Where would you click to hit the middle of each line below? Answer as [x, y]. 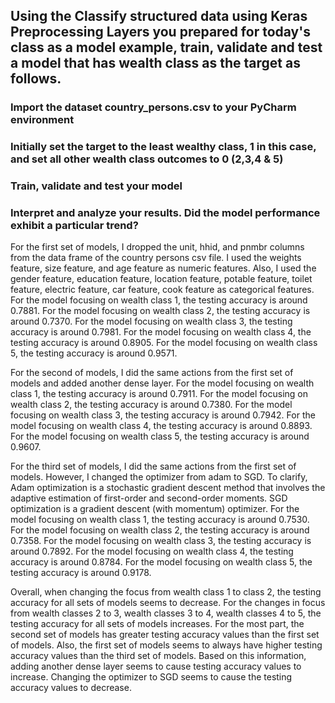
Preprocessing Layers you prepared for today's [160, 32]
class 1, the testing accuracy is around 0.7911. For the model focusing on [159, 394]
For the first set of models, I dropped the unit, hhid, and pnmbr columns [157, 247]
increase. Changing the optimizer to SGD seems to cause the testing [151, 677]
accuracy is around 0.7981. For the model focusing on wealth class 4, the [161, 332]
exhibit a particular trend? [74, 226]
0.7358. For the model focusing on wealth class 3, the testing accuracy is [161, 541]
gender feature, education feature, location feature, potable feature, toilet [161, 279]
